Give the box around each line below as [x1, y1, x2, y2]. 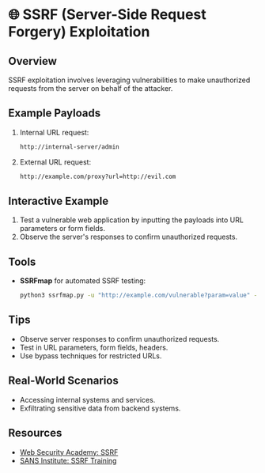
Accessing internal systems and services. [19, 395, 156, 404]
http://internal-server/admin [19, 142, 120, 151]
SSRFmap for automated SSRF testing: [19, 276, 146, 286]
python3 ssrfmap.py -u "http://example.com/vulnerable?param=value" [19, 291, 251, 300]
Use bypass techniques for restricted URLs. [19, 350, 162, 361]
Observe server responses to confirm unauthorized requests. [19, 334, 220, 343]
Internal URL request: [19, 127, 89, 137]
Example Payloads [8, 107, 101, 120]
